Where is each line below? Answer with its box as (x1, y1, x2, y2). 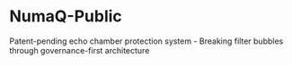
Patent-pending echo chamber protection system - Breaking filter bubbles (9, 36, 284, 46)
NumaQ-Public (9, 6, 123, 27)
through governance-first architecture (9, 45, 150, 55)
